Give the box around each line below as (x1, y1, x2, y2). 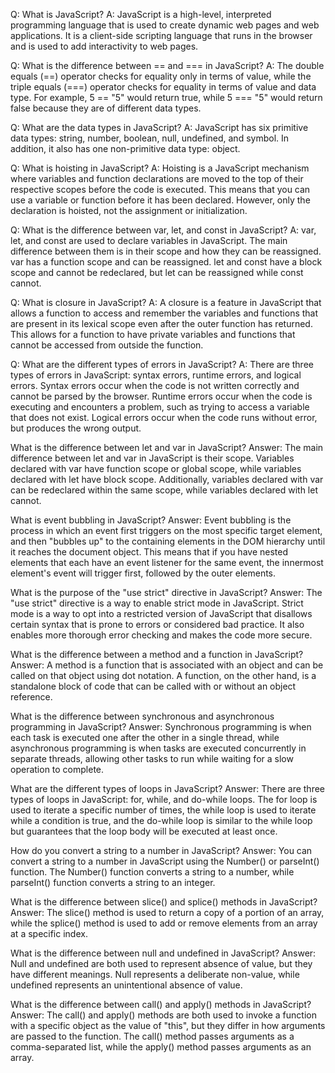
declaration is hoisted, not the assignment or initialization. (10, 205, 248, 216)
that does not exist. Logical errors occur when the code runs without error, (10, 412, 318, 423)
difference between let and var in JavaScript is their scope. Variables (10, 452, 295, 464)
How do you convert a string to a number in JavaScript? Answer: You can (10, 845, 313, 856)
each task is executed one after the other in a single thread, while (10, 732, 280, 743)
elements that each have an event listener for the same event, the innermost (10, 557, 324, 568)
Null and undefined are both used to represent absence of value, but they (10, 958, 313, 969)
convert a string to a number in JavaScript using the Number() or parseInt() (10, 855, 320, 867)
